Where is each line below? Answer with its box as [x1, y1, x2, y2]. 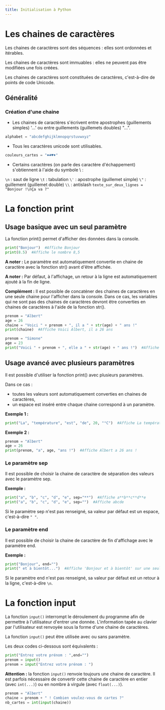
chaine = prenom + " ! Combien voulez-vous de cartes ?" [5, 695, 124, 700]
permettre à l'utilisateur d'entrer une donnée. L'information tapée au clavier [5, 619, 157, 625]
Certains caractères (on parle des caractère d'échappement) [12, 162, 136, 167]
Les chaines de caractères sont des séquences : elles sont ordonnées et [5, 45, 152, 51]
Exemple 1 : [5, 411, 28, 417]
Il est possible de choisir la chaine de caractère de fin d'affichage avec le [5, 537, 153, 543]
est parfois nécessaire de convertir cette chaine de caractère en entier [5, 676, 148, 682]
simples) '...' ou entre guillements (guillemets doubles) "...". [12, 125, 131, 131]
